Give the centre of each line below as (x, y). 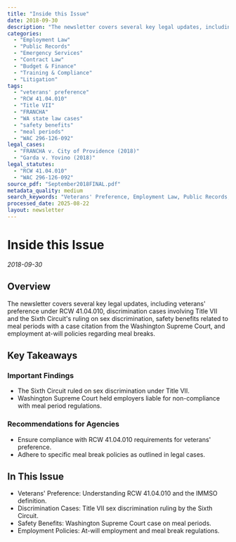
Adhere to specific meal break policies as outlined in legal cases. (111, 454)
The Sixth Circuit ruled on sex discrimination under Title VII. (103, 391)
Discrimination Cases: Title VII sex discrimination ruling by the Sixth (115, 508)
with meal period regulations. (60, 406)
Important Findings (41, 375)
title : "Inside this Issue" (48, 14)
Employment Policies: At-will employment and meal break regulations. (118, 531)
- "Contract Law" (39, 60)
